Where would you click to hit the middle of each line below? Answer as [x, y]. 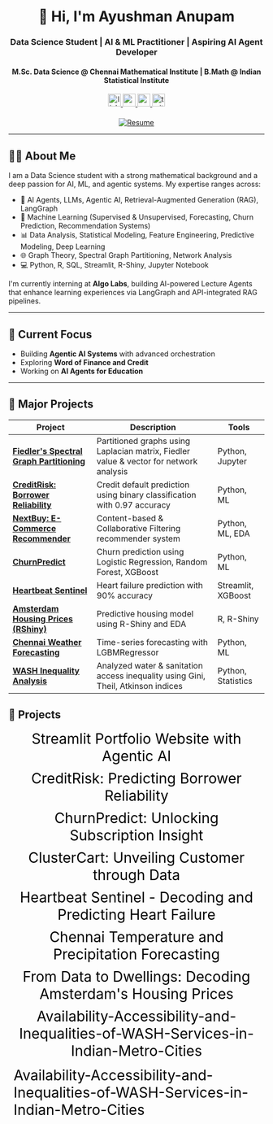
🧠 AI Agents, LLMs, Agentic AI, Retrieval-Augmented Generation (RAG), [139, 200]
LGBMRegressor [128, 652]
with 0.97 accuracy [133, 505]
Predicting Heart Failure [136, 915]
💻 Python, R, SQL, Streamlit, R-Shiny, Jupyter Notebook [114, 265]
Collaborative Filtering [139, 528]
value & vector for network [147, 461]
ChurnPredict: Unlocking [136, 818]
